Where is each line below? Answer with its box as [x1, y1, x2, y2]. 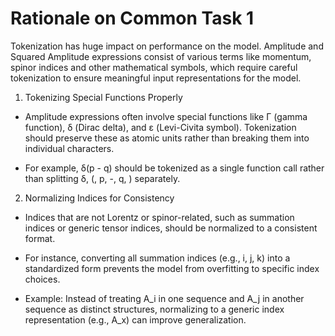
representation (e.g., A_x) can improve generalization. [24, 313, 247, 326]
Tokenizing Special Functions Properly [24, 91, 183, 103]
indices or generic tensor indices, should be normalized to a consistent [24, 222, 318, 234]
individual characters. [24, 142, 115, 154]
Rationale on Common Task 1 [10, 7, 255, 30]
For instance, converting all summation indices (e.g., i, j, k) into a [24, 252, 291, 264]
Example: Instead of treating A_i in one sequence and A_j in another [24, 292, 305, 304]
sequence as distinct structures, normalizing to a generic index [24, 303, 285, 315]
